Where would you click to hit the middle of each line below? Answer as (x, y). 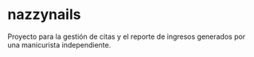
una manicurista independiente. (59, 44)
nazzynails (44, 15)
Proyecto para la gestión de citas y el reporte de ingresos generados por (127, 36)
